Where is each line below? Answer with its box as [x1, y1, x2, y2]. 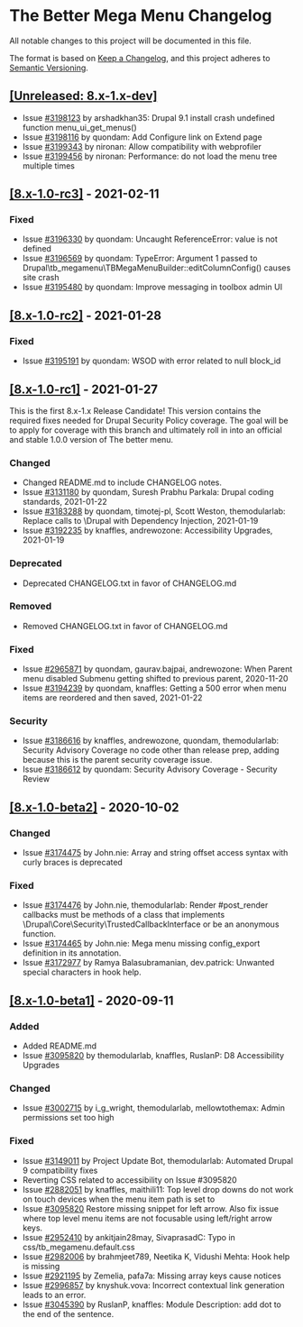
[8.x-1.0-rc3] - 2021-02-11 [9, 187, 160, 202]
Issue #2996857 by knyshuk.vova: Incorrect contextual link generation [22, 1279, 285, 1290]
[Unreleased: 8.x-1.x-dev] [9, 88, 158, 104]
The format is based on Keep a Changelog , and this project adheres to [9, 52, 271, 63]
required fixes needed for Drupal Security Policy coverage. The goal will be [9, 415, 289, 426]
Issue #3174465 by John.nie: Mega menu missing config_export [22, 938, 261, 949]
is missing [22, 1260, 60, 1271]
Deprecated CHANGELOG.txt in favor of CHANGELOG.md [22, 578, 237, 589]
